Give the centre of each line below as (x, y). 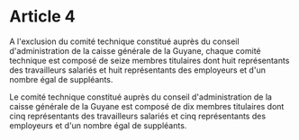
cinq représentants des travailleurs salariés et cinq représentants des (138, 116)
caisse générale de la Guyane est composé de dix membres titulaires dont (147, 106)
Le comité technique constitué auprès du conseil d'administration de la (141, 97)
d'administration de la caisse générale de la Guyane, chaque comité (135, 50)
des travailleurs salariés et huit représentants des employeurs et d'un (137, 70)
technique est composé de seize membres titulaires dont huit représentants (149, 60)
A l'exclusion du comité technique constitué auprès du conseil (125, 41)
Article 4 (43, 17)
